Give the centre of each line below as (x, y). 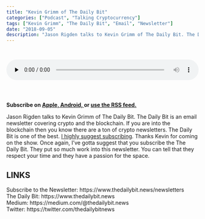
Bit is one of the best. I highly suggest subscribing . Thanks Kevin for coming (102, 136)
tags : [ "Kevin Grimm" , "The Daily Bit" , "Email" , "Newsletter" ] (90, 23)
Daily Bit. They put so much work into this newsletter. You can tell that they (100, 149)
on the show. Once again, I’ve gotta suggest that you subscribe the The (96, 143)
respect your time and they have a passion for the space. (78, 156)
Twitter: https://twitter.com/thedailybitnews (60, 209)
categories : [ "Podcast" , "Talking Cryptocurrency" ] (73, 18)
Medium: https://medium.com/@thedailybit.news (68, 202)
